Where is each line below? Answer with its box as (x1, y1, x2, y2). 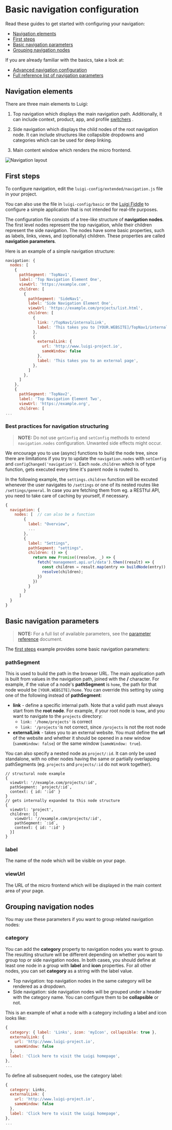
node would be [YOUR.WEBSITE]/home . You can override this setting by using (5, 687, 164, 693)
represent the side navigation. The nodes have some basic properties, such (5, 227, 165, 233)
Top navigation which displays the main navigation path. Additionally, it (12, 110, 162, 117)
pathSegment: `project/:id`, (10, 784, 72, 790)
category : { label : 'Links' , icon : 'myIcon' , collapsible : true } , (10, 1029, 157, 1035)
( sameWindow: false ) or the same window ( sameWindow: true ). (12, 740, 142, 746)
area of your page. (5, 887, 45, 894)
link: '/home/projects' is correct (20, 719, 93, 725)
